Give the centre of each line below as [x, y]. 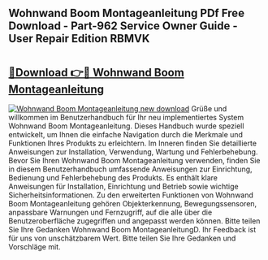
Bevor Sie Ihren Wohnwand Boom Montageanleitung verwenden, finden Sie [134, 160]
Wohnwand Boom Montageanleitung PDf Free [127, 13]
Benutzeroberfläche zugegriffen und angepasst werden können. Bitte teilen [134, 221]
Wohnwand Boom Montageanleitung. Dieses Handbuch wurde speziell [126, 126]
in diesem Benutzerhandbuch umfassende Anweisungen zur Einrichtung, [131, 169]
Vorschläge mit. [35, 247]
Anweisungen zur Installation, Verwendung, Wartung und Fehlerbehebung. [133, 152]
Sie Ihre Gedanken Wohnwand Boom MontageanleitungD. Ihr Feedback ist [132, 230]
